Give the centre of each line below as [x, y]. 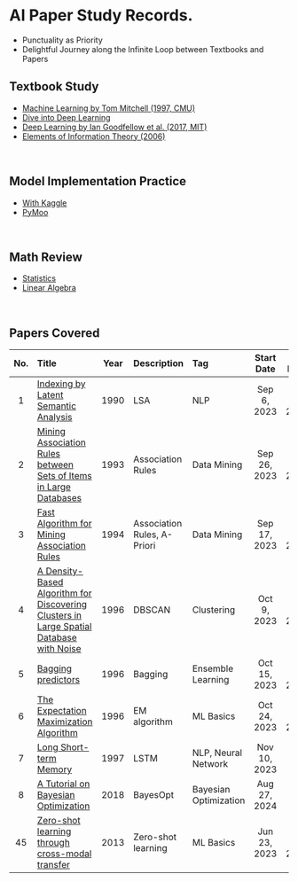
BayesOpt [153, 795]
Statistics [39, 278]
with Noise [59, 649]
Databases [59, 498]
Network [210, 764]
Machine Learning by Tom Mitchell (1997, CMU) [109, 108]
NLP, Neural [217, 753]
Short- [75, 747]
